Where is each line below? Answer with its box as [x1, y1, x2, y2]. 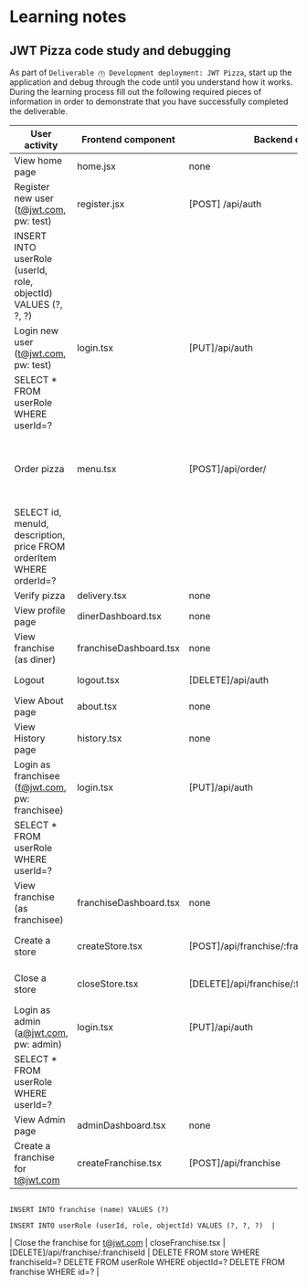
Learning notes [9, 6, 127, 27]
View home [14, 154, 62, 166]
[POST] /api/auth [188, 198, 262, 210]
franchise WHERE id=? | [9, 1267, 100, 1277]
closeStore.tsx [77, 977, 139, 990]
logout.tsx [77, 674, 121, 686]
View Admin [14, 1113, 66, 1125]
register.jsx [77, 198, 125, 210]
